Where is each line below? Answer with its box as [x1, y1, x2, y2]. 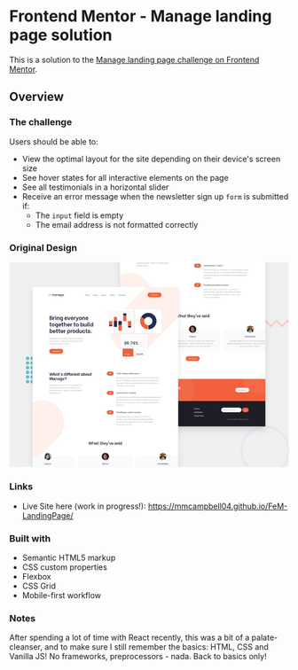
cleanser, [9, 642, 43, 652]
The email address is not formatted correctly [35, 219, 199, 230]
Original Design [9, 241, 78, 253]
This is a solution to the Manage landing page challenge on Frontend [9, 54, 260, 65]
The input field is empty [35, 210, 124, 221]
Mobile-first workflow [21, 590, 102, 601]
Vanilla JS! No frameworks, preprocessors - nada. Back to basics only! [9, 651, 268, 662]
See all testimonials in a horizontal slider [21, 182, 169, 192]
